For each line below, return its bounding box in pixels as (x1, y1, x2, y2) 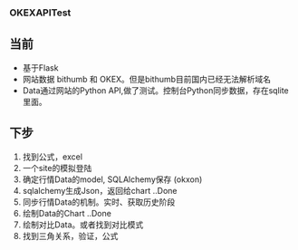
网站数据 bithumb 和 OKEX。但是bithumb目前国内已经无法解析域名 (22, 73, 272, 84)
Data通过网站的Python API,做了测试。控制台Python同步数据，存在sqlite (22, 84, 290, 96)
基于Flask (22, 62, 59, 73)
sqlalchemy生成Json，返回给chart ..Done (22, 185, 178, 196)
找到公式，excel (22, 151, 83, 162)
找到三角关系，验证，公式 (22, 230, 119, 241)
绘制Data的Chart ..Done (22, 207, 111, 218)
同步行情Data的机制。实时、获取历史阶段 (22, 197, 176, 207)
